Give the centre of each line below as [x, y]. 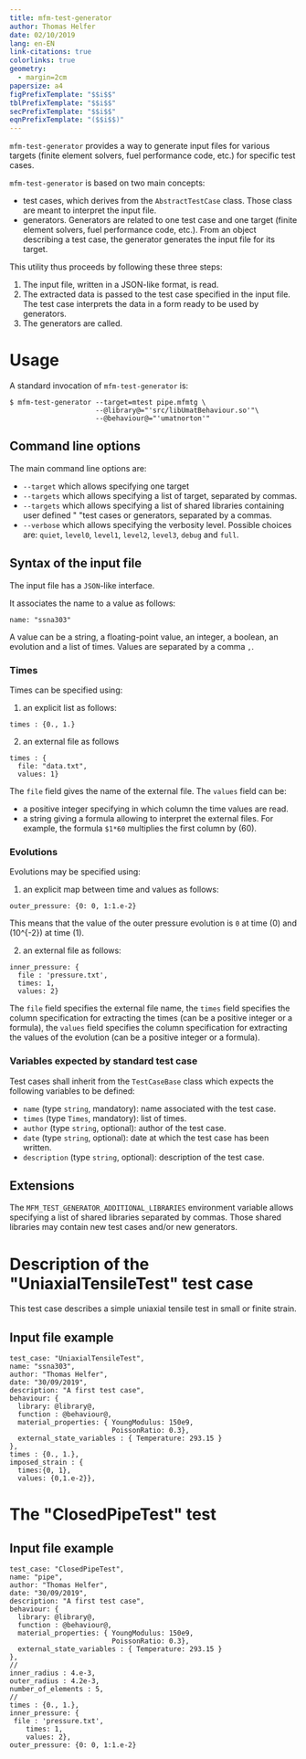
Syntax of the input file [76, 563]
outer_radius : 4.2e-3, [55, 1681]
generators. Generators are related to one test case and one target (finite [160, 220]
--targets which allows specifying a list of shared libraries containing [153, 505]
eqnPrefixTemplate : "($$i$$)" [67, 120]
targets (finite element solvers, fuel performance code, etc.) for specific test [153, 155]
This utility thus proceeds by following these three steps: [116, 267]
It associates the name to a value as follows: [93, 603]
